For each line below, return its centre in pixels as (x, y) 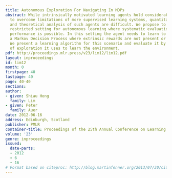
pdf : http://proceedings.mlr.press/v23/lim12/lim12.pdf (66, 53)
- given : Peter (21, 106)
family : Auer (24, 110)
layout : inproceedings (29, 58)
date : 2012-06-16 (24, 115)
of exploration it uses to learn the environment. (65, 48)
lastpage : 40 (19, 77)
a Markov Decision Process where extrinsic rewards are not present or (88, 39)
